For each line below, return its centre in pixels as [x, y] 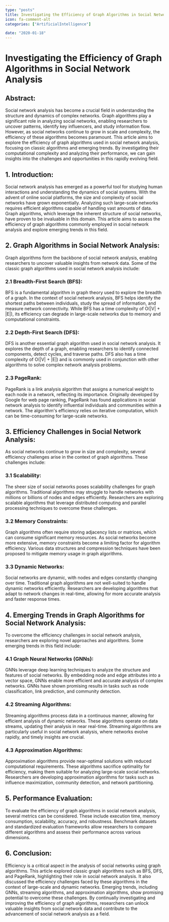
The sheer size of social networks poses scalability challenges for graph [80, 487]
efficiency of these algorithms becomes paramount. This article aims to [79, 137]
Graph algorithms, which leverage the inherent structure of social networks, [83, 213]
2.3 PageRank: [23, 378]
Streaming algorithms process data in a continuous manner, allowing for [80, 715]
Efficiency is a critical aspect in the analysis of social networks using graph [83, 865]
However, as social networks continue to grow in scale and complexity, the [82, 132]
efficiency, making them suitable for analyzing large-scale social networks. [83, 772]
